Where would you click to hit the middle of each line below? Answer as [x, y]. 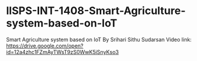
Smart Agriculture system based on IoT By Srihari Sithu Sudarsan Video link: [99, 39]
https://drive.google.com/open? [45, 46]
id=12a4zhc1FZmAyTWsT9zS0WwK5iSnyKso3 [63, 52]
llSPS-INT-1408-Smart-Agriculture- [96, 11]
